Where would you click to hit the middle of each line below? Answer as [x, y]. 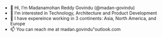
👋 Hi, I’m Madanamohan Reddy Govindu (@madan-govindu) [72, 8]
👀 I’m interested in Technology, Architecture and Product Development [84, 13]
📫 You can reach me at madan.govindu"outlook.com [65, 29]
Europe [17, 23]
